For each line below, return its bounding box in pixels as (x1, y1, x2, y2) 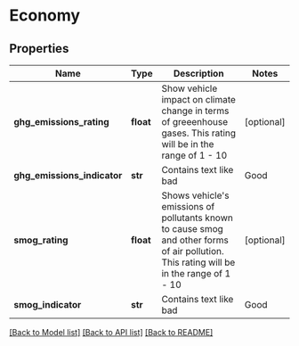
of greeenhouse (161, 116, 229, 128)
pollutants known (161, 211, 233, 224)
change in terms (161, 104, 230, 117)
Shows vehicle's (161, 189, 230, 202)
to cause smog (161, 223, 224, 235)
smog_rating (13, 234, 69, 246)
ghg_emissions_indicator (13, 169, 123, 181)
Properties (9, 41, 69, 56)
